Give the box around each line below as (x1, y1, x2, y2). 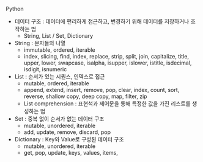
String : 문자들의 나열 (14, 40, 66, 46)
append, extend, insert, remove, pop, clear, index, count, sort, (23, 86, 180, 93)
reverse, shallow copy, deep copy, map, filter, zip (23, 93, 147, 100)
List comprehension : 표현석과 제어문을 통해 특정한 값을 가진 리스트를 (23, 100, 191, 107)
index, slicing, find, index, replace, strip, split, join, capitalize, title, (23, 53, 189, 60)
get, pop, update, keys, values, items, (23, 149, 119, 156)
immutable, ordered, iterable (23, 46, 95, 54)
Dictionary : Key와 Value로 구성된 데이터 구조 (14, 136, 124, 143)
